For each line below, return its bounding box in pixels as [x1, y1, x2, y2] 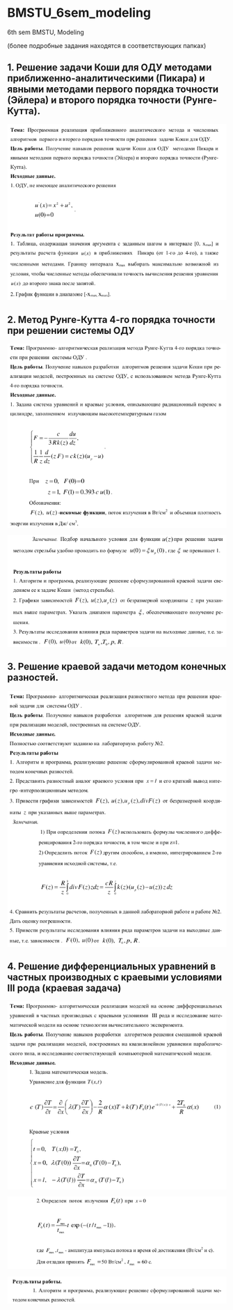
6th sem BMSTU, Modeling [7, 28, 85, 36]
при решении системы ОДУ [7, 324, 136, 336]
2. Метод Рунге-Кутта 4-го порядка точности [7, 314, 216, 326]
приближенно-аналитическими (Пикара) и [7, 73, 205, 84]
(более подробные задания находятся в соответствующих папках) [7, 41, 207, 49]
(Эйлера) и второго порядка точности [7, 94, 181, 106]
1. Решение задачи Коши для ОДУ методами [7, 61, 212, 74]
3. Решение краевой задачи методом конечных [7, 661, 227, 673]
